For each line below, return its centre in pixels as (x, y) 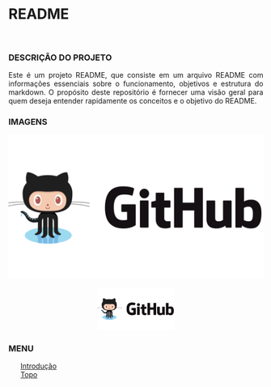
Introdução (38, 366)
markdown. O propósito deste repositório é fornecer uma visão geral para (136, 92)
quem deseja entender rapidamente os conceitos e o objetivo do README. (133, 101)
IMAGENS (28, 122)
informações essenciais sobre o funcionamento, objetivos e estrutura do (136, 84)
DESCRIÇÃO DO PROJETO (60, 57)
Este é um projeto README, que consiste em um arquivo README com (136, 75)
